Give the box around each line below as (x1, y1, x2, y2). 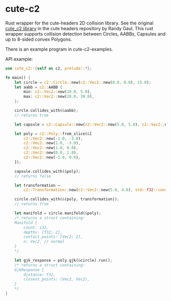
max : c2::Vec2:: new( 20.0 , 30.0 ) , (23, 94, 95, 99)
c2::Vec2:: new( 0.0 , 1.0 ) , (23, 150, 79, 156)
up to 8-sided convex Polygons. (5, 36, 72, 42)
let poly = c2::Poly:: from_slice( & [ (14, 131, 93, 136)
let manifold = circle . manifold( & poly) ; (14, 211, 101, 216)
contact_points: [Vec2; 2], (23, 234, 83, 240)
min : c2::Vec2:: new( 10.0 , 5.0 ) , (23, 89, 93, 94)
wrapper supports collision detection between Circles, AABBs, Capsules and (5, 31, 166, 37)
